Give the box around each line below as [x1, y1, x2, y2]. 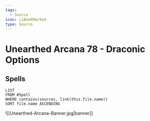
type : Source [5, 21, 33, 27]
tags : [5, 7, 17, 13]
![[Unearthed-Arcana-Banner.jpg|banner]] [5, 110, 93, 116]
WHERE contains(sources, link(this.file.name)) [5, 97, 108, 102]
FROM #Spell [5, 93, 31, 98]
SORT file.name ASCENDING [5, 101, 60, 107]
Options [5, 54, 40, 66]
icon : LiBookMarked [5, 17, 47, 22]
